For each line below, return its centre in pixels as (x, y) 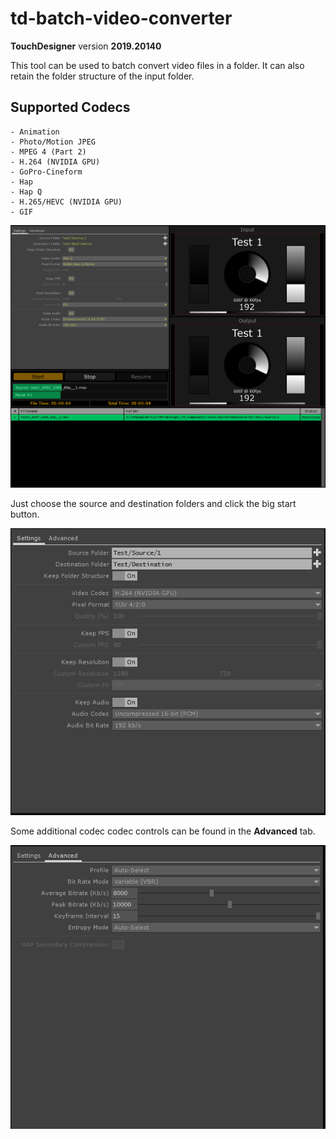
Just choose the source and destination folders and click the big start (153, 504)
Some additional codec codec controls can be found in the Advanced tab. (163, 831)
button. (25, 514)
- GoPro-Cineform (46, 172)
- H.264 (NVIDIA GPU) (55, 162)
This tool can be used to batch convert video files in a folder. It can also (157, 65)
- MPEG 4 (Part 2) (48, 152)
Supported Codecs (70, 107)
